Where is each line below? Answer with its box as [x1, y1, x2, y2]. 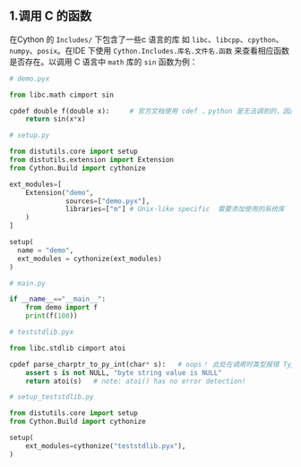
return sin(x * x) [25, 115, 87, 123]
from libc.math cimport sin [9, 90, 115, 99]
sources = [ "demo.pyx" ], [65, 196, 150, 206]
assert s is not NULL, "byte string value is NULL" [25, 368, 222, 378]
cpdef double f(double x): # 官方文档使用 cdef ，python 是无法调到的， [9, 106, 284, 115]
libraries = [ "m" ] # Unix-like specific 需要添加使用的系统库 [65, 205, 285, 214]
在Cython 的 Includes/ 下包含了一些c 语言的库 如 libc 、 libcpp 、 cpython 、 [9, 34, 284, 45]
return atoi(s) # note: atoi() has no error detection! [25, 377, 246, 386]
